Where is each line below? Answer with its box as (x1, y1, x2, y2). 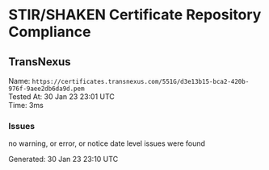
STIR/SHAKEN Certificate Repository (8, 6, 262, 24)
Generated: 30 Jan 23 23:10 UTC (8, 155, 119, 164)
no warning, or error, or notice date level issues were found (8, 139, 206, 148)
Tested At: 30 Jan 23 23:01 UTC (8, 92, 116, 102)
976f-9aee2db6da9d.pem (8, 85, 85, 93)
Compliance (8, 23, 91, 41)
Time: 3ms (8, 101, 44, 110)
